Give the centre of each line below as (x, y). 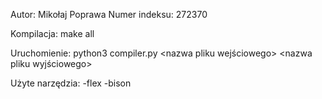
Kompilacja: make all (52, 33)
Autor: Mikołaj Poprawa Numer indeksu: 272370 (109, 14)
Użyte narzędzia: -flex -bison (71, 83)
